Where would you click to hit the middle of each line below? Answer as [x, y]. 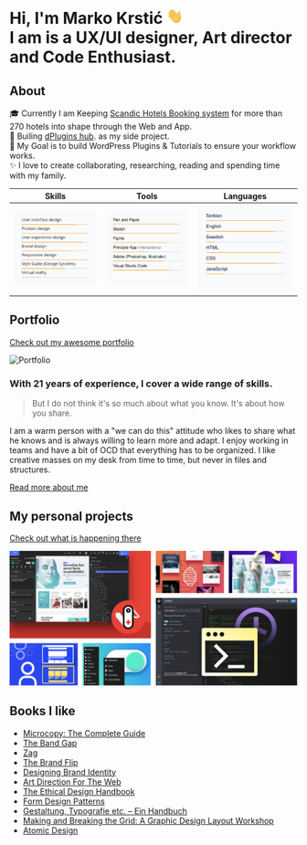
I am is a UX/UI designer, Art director [151, 38]
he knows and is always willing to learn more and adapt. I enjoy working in [149, 440]
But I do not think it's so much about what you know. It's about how [158, 404]
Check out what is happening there [75, 538]
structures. [30, 470]
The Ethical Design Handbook [79, 791]
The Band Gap [50, 743]
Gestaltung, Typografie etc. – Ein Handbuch [105, 810]
